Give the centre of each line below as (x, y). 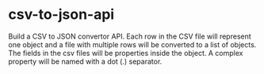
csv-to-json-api (61, 15)
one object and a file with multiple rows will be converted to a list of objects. (132, 44)
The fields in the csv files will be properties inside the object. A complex (126, 53)
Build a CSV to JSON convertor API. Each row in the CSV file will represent (130, 36)
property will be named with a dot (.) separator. (85, 61)
